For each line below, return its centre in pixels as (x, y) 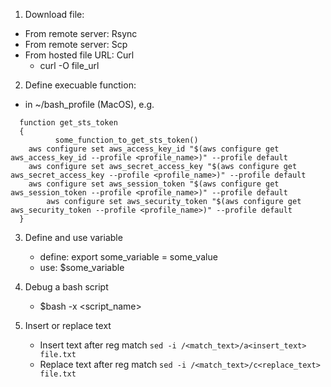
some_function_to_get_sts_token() (126, 140)
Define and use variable (73, 237)
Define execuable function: (80, 85)
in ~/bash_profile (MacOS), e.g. (89, 104)
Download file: (54, 14)
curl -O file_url (69, 65)
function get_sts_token (68, 123)
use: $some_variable (82, 267)
